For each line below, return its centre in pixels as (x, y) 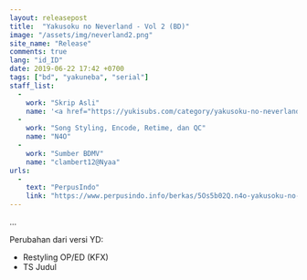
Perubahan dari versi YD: (57, 239)
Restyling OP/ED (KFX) (66, 257)
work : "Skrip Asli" (63, 103)
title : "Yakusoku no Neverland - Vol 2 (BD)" (100, 26)
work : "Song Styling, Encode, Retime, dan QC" (116, 129)
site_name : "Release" (51, 43)
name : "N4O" (48, 137)
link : (37, 196)
